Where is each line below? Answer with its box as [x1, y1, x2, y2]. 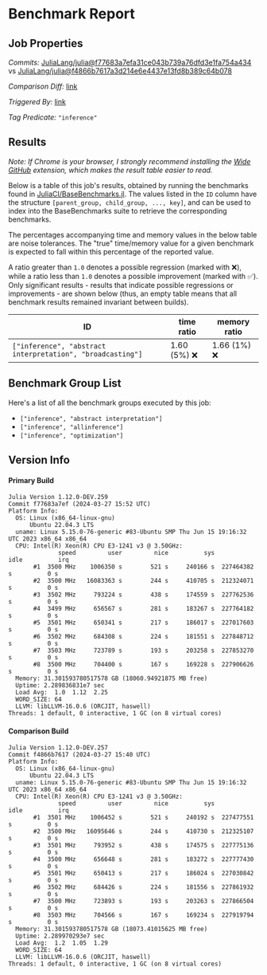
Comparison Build [8, 726, 69, 736]
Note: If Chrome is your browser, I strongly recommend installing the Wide [8, 156, 251, 166]
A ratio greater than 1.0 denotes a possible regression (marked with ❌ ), [8, 262, 242, 272]
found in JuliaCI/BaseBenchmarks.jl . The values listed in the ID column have [8, 189, 257, 199]
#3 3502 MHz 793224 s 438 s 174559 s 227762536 [33, 591, 254, 599]
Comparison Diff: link [8, 81, 78, 91]
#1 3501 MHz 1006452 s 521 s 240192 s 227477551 [33, 814, 254, 822]
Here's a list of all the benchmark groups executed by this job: [8, 398, 212, 407]
